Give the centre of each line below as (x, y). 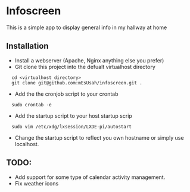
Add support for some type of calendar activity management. (90, 177)
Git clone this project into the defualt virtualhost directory (85, 67)
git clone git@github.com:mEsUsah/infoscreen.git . (77, 83)
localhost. (27, 144)
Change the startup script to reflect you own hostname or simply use (99, 137)
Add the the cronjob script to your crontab (66, 94)
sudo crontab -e (32, 105)
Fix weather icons (37, 183)
